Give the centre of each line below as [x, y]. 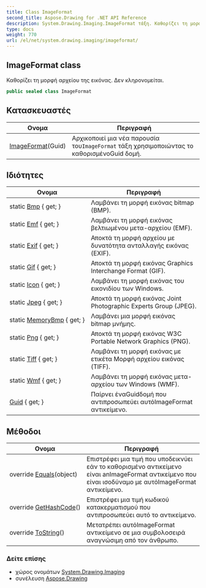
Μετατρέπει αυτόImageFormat [131, 525]
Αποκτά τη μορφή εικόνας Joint [136, 299]
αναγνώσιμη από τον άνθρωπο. [133, 540]
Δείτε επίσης [26, 559]
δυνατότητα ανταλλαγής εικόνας [140, 246]
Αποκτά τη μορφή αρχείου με [133, 238]
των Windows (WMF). [147, 384]
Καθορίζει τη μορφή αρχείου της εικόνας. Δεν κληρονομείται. [85, 80]
